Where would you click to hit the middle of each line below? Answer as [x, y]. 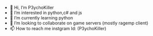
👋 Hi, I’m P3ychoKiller [32, 8]
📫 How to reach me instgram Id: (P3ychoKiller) [58, 28]
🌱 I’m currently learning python [41, 18]
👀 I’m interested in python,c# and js [46, 13]
